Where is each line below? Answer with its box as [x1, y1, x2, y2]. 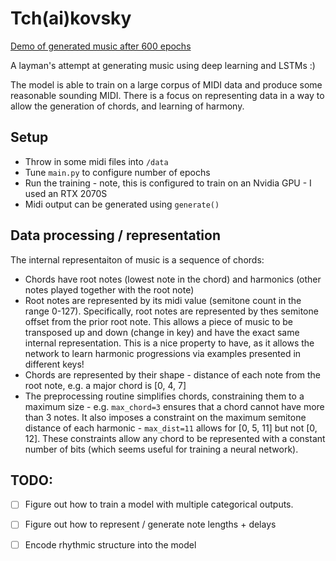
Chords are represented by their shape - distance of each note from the [24, 368, 322, 381]
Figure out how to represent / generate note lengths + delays [24, 518, 277, 531]
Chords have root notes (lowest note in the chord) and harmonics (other [24, 273, 322, 285]
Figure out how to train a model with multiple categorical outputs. [24, 498, 294, 511]
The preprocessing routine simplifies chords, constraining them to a [24, 390, 305, 402]
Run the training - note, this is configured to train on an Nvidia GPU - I [24, 177, 312, 189]
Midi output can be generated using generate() [24, 198, 220, 210]
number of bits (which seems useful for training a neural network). [24, 443, 299, 455]
